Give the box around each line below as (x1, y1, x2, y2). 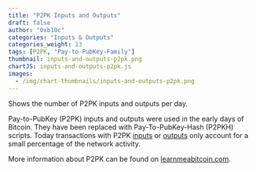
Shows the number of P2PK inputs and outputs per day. (8, 99, 188, 108)
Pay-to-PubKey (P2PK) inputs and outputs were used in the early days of (8, 114, 245, 123)
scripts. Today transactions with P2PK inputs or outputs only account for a (8, 130, 249, 140)
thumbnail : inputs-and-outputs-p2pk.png (8, 56, 143, 64)
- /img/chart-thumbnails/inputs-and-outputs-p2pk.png (15, 77, 195, 85)
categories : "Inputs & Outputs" (8, 33, 114, 42)
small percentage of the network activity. (8, 139, 141, 148)
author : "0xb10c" (8, 26, 65, 34)
